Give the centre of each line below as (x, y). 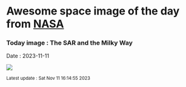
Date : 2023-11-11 (28, 56)
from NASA (35, 24)
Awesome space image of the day (93, 11)
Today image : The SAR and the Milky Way (70, 43)
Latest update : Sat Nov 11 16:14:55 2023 (48, 79)
